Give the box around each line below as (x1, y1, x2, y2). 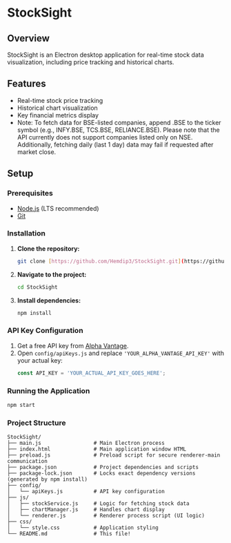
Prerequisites (7, 189, 53, 198)
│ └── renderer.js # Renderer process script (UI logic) (7, 513, 205, 520)
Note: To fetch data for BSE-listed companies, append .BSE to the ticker (17, 118, 222, 126)
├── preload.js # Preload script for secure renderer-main (7, 452, 221, 459)
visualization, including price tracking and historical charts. (7, 58, 174, 66)
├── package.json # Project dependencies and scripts (7, 464, 199, 471)
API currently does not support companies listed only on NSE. (17, 133, 193, 141)
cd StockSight (17, 283, 58, 291)
